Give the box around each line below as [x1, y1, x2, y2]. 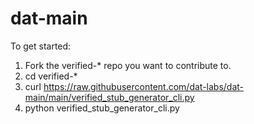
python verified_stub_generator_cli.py [24, 102, 180, 114]
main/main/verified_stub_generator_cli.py [24, 91, 195, 103]
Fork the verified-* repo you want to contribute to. [24, 59, 232, 71]
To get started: [10, 40, 72, 52]
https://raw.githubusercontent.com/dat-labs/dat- [43, 80, 245, 92]
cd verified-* [24, 70, 78, 82]
